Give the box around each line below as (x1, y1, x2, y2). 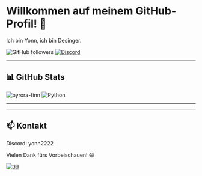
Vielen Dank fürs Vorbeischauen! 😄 (6, 151, 95, 159)
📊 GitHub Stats (6, 72, 65, 82)
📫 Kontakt (6, 121, 47, 131)
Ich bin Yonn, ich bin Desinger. (6, 37, 82, 44)
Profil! (6, 17, 38, 31)
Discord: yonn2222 (6, 139, 54, 147)
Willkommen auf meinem (6, 4, 133, 18)
